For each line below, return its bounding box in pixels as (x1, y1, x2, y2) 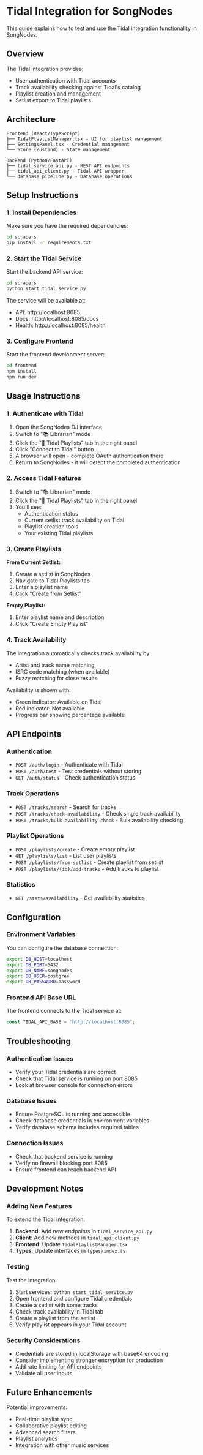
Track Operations (6, 789, 59, 798)
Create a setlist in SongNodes (15, 571, 90, 578)
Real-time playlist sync (15, 1415, 73, 1423)
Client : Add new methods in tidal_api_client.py (15, 1234, 139, 1241)
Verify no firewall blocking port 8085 (15, 1159, 108, 1167)
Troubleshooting (6, 1036, 72, 1047)
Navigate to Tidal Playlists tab (15, 577, 90, 584)
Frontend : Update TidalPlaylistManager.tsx (15, 1241, 128, 1248)
